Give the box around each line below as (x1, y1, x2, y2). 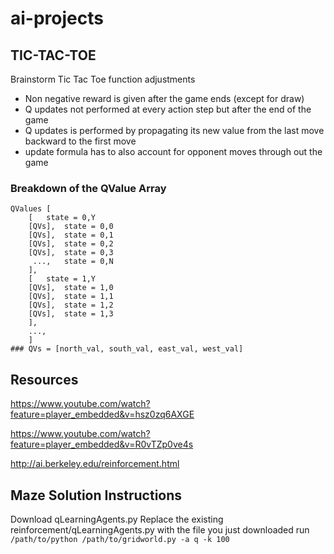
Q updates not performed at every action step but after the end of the (24, 103, 312, 115)
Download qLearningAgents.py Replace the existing (10, 513, 224, 525)
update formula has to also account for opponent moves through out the (24, 146, 323, 157)
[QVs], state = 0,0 (28, 222, 114, 232)
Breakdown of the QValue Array (10, 181, 167, 195)
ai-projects (10, 7, 104, 30)
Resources (10, 371, 79, 388)
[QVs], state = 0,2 (28, 239, 114, 249)
